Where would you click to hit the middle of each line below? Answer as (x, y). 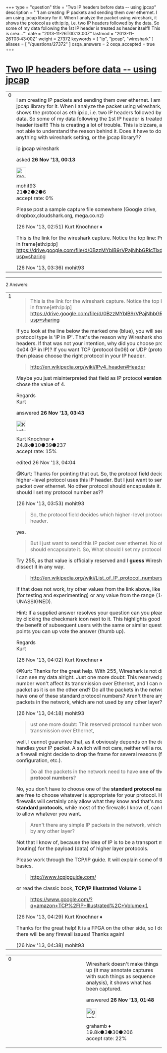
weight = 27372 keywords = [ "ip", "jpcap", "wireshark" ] (96, 39)
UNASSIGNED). (34, 601)
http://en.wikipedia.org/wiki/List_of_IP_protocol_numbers (96, 578)
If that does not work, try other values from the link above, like (88, 589)
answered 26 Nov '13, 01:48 (120, 1000)
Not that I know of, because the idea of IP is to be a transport (87, 842)
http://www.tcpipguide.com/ (63, 877)
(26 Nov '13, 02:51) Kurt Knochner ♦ (59, 226)
